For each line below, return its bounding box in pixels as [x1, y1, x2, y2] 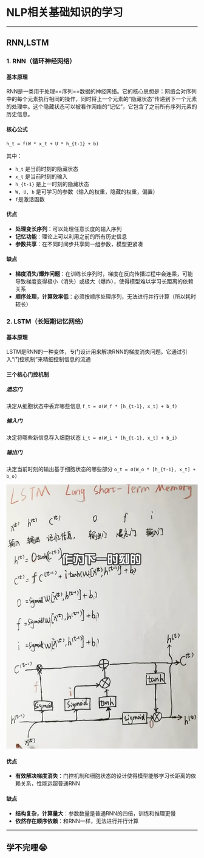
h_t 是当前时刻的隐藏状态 [15, 165, 79, 172]
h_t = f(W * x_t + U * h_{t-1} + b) [6, 140, 99, 147]
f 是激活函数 [15, 195, 45, 202]
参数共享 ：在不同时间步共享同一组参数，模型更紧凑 [15, 240, 143, 247]
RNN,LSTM [6, 38, 49, 48]
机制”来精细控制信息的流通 [24, 356, 91, 363]
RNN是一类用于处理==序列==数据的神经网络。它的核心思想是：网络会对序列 [6, 88, 197, 95]
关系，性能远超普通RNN [20, 780, 80, 787]
